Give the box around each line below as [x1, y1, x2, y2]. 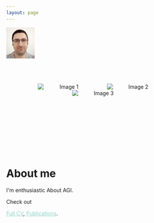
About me [6, 167, 56, 180]
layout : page [6, 10, 39, 16]
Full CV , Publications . [6, 210, 58, 217]
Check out [6, 198, 32, 205]
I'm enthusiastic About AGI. [6, 186, 74, 194]
